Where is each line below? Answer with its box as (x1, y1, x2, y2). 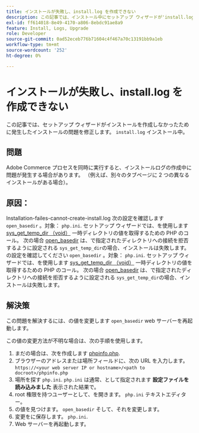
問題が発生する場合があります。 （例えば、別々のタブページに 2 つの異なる (6, 171, 190, 178)
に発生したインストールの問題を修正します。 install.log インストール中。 (6, 128, 188, 135)
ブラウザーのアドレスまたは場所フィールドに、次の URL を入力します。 (14, 357, 188, 364)
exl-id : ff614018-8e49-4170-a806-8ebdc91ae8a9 (6, 20, 123, 25)
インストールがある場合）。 (6, 179, 71, 186)
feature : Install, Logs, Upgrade (6, 25, 89, 31)
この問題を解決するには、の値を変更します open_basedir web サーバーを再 (6, 317, 188, 324)
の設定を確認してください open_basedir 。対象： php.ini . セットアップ (6, 252, 178, 259)
